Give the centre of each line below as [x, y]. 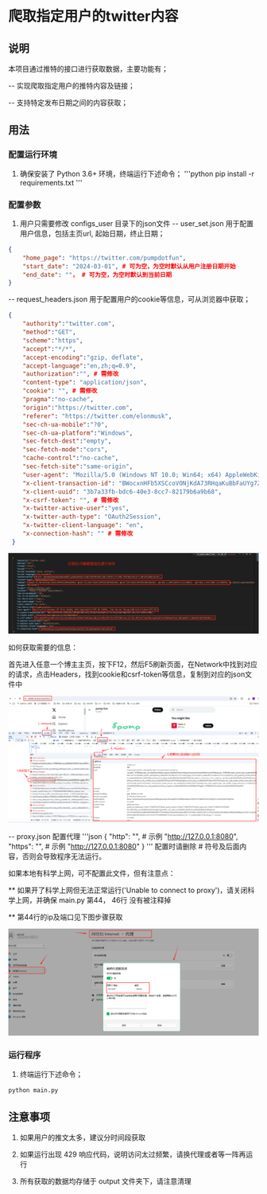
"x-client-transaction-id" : [69, 483]
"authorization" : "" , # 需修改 [71, 374]
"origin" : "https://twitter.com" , [78, 408]
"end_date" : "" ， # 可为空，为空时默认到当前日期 [97, 275]
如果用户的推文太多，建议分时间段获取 [82, 1137]
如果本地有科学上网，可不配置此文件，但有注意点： [92, 873]
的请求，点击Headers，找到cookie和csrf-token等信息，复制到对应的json [127, 674]
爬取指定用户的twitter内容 [93, 16]
